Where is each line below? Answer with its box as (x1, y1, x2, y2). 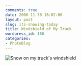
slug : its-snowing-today (5, 21, 58, 27)
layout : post (5, 17, 33, 22)
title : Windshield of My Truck (5, 27, 72, 32)
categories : (5, 36, 31, 41)
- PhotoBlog (5, 41, 31, 46)
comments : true (5, 7, 38, 13)
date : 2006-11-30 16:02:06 (5, 12, 63, 17)
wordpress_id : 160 (5, 31, 44, 36)
